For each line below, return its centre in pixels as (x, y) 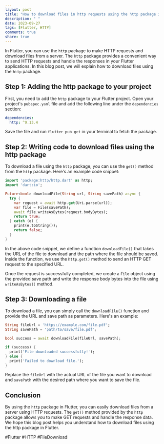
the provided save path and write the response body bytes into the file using (82, 279)
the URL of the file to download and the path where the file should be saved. (82, 254)
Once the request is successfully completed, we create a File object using (80, 273)
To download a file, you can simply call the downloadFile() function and (77, 311)
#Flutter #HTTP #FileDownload (36, 437)
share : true (17, 37)
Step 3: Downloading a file (46, 299)
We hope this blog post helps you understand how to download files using (80, 423)
